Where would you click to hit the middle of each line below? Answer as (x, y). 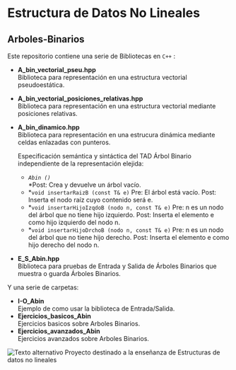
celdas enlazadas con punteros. (64, 142)
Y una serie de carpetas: (43, 287)
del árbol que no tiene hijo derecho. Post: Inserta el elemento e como (129, 237)
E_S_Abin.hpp (39, 259)
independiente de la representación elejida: (81, 163)
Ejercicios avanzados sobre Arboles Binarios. (83, 339)
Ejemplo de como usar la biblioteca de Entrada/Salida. (96, 308)
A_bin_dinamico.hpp (48, 127)
